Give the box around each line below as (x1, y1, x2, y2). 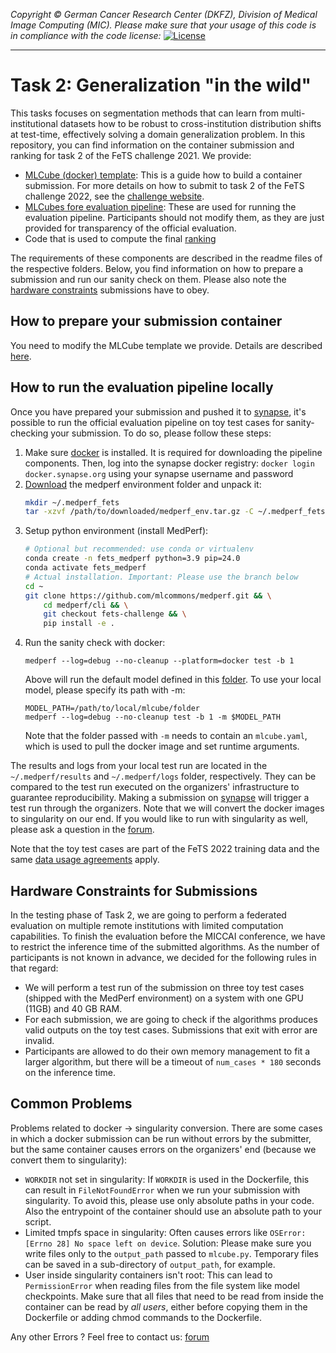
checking (10, 427, 49, 439)
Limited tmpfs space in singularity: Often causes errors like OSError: (24, 1226, 307, 1238)
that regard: (10, 962, 59, 974)
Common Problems (10, 1095, 133, 1113)
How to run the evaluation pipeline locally (10, 379, 274, 396)
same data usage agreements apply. (10, 854, 160, 866)
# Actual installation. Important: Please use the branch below (24, 572, 299, 582)
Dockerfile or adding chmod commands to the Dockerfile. (24, 1311, 262, 1323)
